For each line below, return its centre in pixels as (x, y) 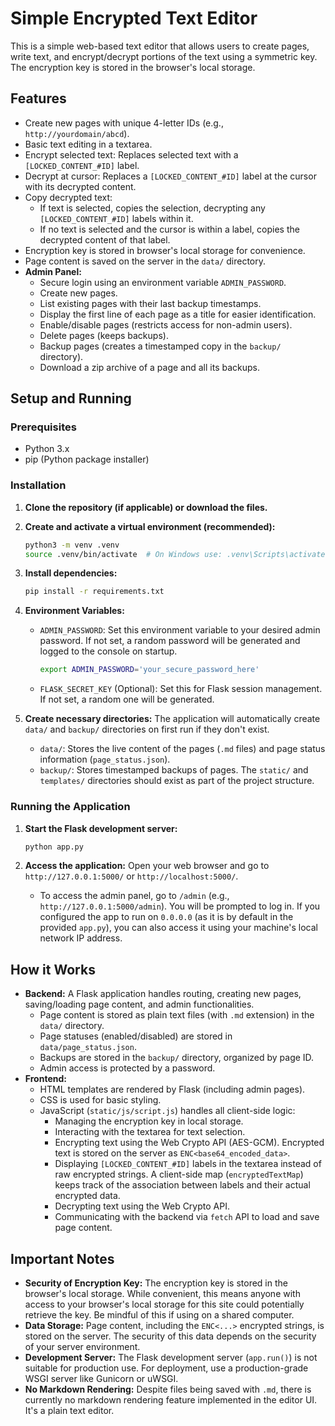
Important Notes (62, 1258)
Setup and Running (71, 398)
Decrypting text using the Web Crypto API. (142, 1206)
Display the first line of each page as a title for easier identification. (178, 314)
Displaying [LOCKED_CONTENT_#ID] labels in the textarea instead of (188, 1164)
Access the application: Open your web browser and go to (147, 866)
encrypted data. (87, 1196)
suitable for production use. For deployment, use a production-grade (166, 1368)
